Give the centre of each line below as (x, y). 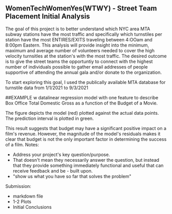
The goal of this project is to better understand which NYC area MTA (78, 29)
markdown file (28, 196)
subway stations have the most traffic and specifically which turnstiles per (84, 34)
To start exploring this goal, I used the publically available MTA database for (85, 82)
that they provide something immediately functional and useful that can (88, 165)
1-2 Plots (22, 201)
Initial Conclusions (32, 207)
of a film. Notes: (22, 144)
